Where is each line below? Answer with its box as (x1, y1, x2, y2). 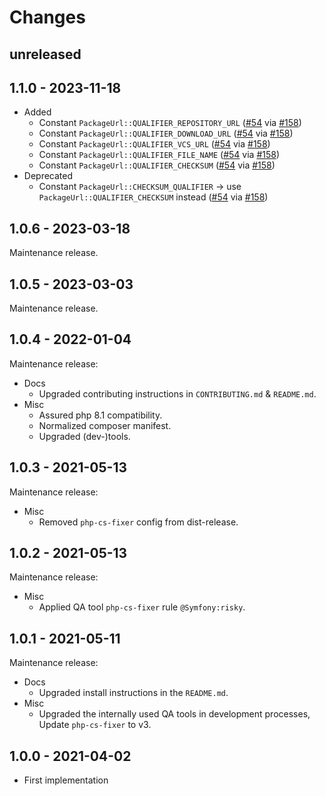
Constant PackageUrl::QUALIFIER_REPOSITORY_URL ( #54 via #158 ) (38, 117, 302, 129)
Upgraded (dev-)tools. (38, 430, 131, 442)
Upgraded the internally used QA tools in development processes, (38, 708, 311, 720)
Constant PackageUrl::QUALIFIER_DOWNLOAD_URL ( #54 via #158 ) (38, 127, 294, 140)
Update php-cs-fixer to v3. (38, 719, 152, 731)
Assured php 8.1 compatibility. (38, 409, 163, 421)
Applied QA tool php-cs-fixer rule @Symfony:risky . (38, 601, 246, 613)
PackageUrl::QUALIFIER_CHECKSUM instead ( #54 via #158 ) (38, 191, 269, 203)
